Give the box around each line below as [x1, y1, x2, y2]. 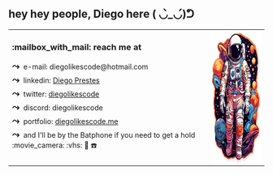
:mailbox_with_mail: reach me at [11, 41, 142, 53]
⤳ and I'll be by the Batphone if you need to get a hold [11, 128, 196, 140]
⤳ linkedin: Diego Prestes [11, 74, 100, 85]
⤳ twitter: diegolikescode [11, 87, 100, 99]
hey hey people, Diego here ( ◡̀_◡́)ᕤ [8, 7, 195, 21]
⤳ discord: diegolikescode [11, 101, 103, 113]
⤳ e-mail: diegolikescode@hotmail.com [11, 60, 149, 72]
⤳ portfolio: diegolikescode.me [11, 114, 119, 126]
